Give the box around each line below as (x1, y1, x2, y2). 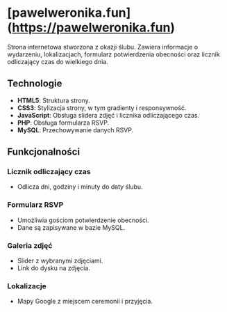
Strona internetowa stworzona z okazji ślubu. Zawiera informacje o (7, 42, 199, 51)
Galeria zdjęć (7, 240, 53, 250)
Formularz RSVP (7, 200, 64, 210)
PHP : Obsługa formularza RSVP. (17, 118, 110, 127)
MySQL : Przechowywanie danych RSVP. (17, 125, 134, 134)
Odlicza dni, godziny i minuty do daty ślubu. (17, 182, 144, 191)
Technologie (7, 78, 62, 90)
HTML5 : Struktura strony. (17, 96, 90, 104)
